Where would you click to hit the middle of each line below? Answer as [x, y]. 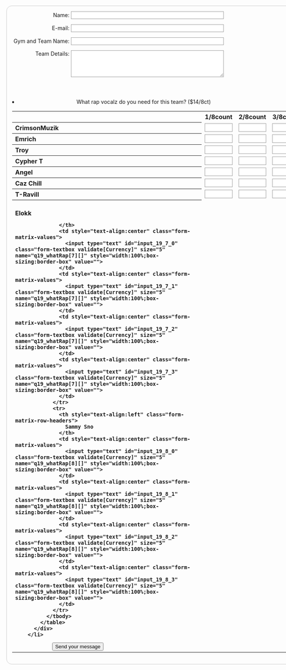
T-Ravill [27, 194]
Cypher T [29, 161]
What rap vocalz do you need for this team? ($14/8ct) [143, 102]
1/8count [218, 117]
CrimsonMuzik [37, 128]
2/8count [252, 117]
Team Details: [52, 53]
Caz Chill [28, 183]
